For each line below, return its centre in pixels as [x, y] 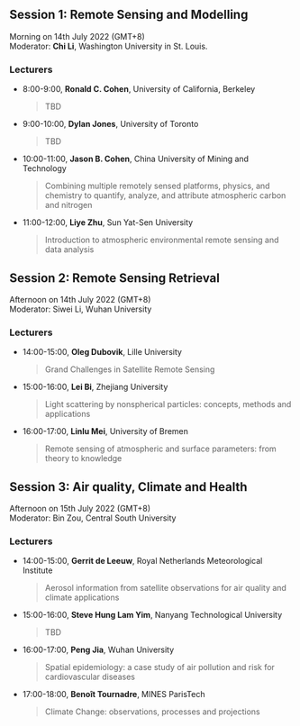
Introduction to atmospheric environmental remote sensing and [162, 240]
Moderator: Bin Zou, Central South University [93, 518]
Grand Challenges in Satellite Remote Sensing [130, 369]
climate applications [82, 597]
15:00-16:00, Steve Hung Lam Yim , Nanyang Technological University [152, 615]
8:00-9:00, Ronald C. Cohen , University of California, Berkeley [139, 89]
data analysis [69, 250]
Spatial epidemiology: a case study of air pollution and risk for [159, 667]
